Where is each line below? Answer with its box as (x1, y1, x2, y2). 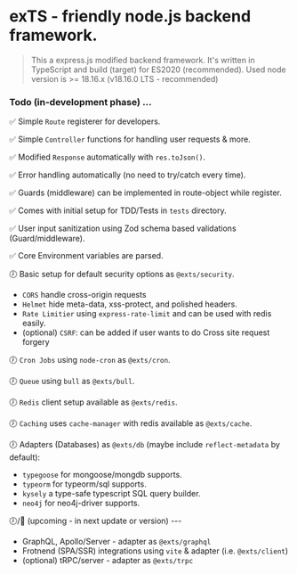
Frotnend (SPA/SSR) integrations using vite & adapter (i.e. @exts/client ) (21, 545, 289, 556)
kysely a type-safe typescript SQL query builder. (21, 488, 201, 499)
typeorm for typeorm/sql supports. (21, 479, 147, 489)
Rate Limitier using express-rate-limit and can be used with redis (21, 308, 272, 319)
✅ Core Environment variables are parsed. (9, 250, 164, 261)
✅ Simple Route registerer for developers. (9, 116, 161, 127)
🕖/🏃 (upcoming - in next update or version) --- (9, 515, 182, 527)
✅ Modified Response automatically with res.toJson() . (9, 152, 206, 162)
